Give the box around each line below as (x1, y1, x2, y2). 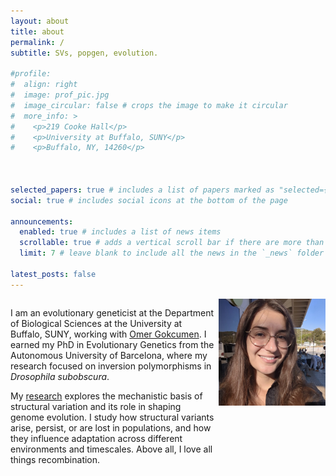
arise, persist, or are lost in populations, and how (10, 421, 212, 434)
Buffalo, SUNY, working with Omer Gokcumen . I (10, 328, 207, 340)
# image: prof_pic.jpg (10, 90, 110, 100)
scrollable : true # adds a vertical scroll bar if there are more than (19, 238, 325, 248)
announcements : (10, 216, 74, 227)
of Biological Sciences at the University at (10, 317, 183, 329)
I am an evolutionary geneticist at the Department (10, 306, 215, 319)
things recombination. (10, 453, 101, 465)
